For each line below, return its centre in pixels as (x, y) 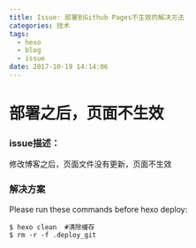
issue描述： (34, 143)
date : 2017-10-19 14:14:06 (59, 67)
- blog (29, 50)
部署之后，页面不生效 (87, 114)
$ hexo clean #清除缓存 (52, 227)
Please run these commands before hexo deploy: (98, 209)
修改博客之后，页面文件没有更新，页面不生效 (90, 164)
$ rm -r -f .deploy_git (53, 235)
